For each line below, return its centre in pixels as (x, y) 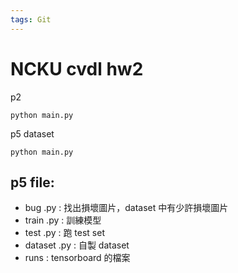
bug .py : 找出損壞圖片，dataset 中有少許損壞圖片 (126, 208)
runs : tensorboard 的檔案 (77, 258)
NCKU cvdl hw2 (77, 68)
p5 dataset (32, 133)
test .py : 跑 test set (64, 233)
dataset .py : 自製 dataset (77, 245)
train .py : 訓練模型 (63, 220)
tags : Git (31, 19)
